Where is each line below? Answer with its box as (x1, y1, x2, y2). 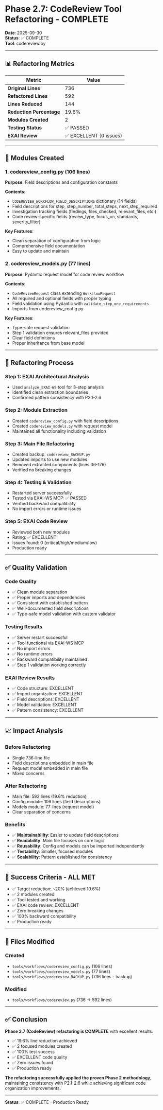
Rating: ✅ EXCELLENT (12, 534, 57, 540)
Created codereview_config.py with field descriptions (12, 418, 119, 423)
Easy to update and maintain (12, 248, 69, 254)
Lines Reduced (7, 101, 43, 107)
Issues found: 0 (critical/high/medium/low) (12, 540, 97, 546)
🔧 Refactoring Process (5, 359, 74, 367)
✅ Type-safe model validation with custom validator (12, 611, 116, 617)
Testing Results (5, 623, 43, 630)
